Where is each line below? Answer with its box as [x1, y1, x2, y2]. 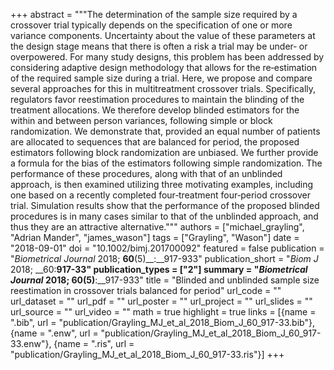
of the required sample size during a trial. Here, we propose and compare [10, 72, 313, 84]
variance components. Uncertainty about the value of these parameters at [10, 30, 316, 41]
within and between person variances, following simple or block [10, 115, 273, 126]
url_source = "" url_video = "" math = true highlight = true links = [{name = [10, 306, 317, 318]
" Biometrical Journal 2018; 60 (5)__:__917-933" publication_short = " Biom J [10, 253, 319, 264]
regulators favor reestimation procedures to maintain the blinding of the [10, 94, 305, 105]
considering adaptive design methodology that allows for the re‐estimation [10, 62, 318, 73]
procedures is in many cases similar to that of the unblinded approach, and [10, 210, 319, 222]
